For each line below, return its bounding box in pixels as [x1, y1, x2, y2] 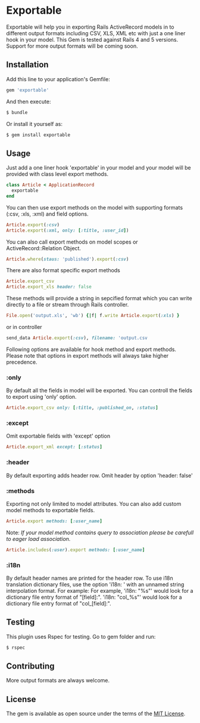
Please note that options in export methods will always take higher [6, 352, 169, 359]
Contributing [6, 661, 55, 671]
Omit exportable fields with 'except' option [6, 432, 111, 439]
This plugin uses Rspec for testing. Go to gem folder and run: [6, 633, 156, 640]
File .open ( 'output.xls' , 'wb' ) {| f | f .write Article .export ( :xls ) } [6, 313, 180, 319]
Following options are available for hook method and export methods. [6, 346, 177, 353]
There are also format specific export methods [6, 267, 121, 274]
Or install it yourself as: [6, 120, 62, 127]
